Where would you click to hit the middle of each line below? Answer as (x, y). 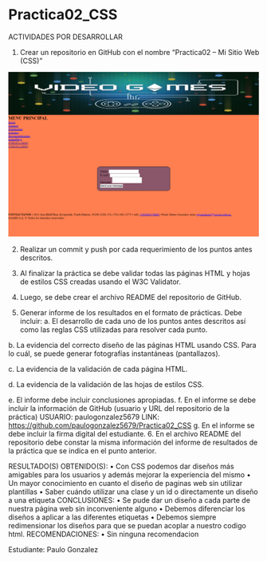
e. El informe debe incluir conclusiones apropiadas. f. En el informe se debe (132, 400)
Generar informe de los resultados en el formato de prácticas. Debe (131, 313)
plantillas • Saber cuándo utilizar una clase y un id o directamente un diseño (133, 492)
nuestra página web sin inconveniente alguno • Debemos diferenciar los (127, 509)
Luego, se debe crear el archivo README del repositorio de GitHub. (130, 298)
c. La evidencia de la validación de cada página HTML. (98, 369)
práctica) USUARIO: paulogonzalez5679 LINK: (84, 417)
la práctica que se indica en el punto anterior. (82, 451)
